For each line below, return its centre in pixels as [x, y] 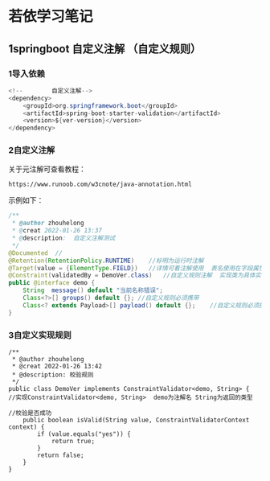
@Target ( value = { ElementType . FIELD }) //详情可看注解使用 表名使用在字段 [131, 268]
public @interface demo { [51, 283]
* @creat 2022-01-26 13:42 [57, 366]
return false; [61, 455]
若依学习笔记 [51, 16]
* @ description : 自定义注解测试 [63, 238]
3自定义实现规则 [40, 335]
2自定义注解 [32, 150]
